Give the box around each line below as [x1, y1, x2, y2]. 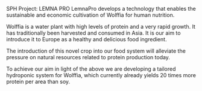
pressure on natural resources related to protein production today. [6, 54, 171, 60]
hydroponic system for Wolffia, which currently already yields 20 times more [6, 72, 196, 78]
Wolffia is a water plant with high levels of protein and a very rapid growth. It [6, 23, 196, 30]
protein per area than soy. [6, 78, 71, 85]
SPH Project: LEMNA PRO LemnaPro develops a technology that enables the [6, 5, 196, 12]
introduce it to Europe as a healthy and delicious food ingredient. [6, 36, 167, 43]
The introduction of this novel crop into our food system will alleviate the [6, 47, 186, 54]
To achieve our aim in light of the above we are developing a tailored [6, 65, 176, 72]
